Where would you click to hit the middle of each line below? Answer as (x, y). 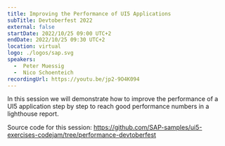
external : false (31, 27)
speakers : (22, 60)
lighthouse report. (33, 114)
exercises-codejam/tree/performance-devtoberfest (82, 135)
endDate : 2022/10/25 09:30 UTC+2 (56, 40)
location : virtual (34, 46)
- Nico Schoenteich (44, 72)
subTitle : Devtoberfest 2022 (50, 20)
